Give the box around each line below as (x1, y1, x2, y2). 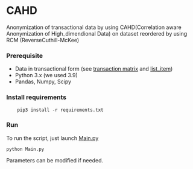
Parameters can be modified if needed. (6, 156, 104, 164)
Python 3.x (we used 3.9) (14, 72, 78, 79)
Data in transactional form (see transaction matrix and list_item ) (14, 65, 173, 72)
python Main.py (6, 146, 45, 152)
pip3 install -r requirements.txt (17, 107, 104, 113)
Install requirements (6, 93, 67, 101)
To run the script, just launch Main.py (6, 134, 99, 142)
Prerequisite (6, 51, 43, 60)
